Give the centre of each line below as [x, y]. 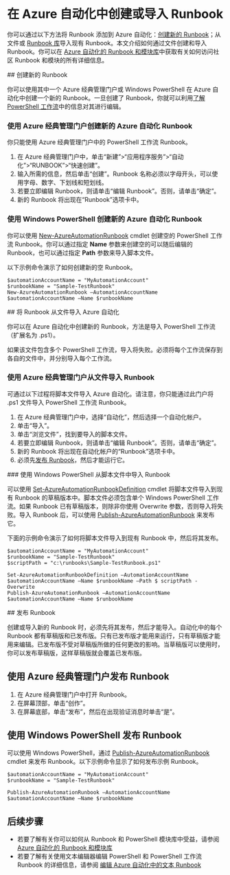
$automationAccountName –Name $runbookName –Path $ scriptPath [100, 581]
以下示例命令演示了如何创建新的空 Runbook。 [72, 267]
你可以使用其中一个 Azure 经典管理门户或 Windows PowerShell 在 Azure [109, 89]
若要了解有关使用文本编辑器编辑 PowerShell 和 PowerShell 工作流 [110, 856]
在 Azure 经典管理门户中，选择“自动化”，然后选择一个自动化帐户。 [111, 417]
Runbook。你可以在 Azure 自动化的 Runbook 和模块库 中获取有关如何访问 [110, 51]
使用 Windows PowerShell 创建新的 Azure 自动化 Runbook [105, 219]
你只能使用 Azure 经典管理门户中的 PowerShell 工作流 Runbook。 [100, 142]
